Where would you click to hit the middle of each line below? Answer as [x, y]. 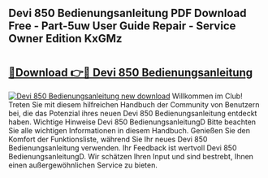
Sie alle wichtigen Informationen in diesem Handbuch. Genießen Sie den [129, 130]
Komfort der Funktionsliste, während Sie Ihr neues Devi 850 [108, 139]
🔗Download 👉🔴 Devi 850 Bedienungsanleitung [131, 72]
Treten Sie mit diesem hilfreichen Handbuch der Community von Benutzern [134, 104]
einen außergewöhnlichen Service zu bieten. [83, 165]
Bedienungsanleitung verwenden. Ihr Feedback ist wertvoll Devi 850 [123, 148]
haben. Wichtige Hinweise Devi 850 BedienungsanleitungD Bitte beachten [132, 122]
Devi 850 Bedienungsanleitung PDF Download [128, 13]
